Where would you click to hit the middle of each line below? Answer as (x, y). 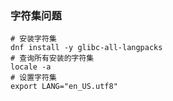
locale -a (31, 67)
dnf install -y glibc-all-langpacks (86, 48)
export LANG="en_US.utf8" (64, 87)
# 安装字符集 (33, 39)
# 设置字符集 (33, 78)
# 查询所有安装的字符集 (52, 58)
